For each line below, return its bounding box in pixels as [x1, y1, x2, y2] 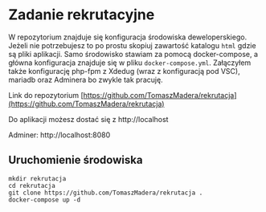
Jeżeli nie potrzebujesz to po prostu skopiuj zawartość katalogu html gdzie [8, 40, 256, 50]
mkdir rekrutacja [8, 174, 67, 182]
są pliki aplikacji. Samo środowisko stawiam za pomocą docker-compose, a [8, 49, 259, 59]
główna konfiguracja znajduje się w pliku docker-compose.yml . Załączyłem [8, 58, 252, 67]
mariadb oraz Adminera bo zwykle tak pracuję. [8, 75, 163, 84]
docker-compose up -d [8, 195, 81, 204]
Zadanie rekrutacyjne [8, 6, 155, 24]
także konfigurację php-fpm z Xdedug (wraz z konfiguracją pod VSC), [8, 66, 240, 75]
